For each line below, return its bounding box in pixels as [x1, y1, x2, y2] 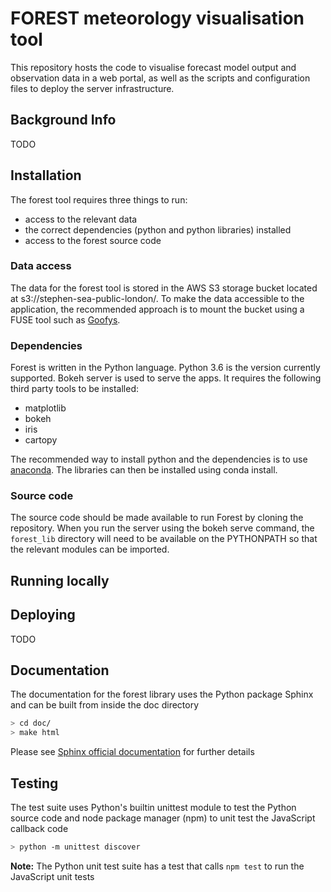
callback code [10, 823, 69, 835]
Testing [10, 775, 59, 792]
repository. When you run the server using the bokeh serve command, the [10, 522, 315, 534]
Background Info [10, 112, 117, 129]
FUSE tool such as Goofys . [10, 313, 121, 326]
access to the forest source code [24, 234, 162, 246]
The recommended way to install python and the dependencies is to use [10, 453, 308, 466]
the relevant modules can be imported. [10, 543, 170, 556]
